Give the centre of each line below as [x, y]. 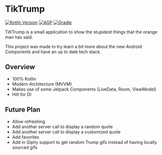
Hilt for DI [22, 94]
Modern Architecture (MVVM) [42, 84]
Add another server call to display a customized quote [66, 132]
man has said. [19, 37]
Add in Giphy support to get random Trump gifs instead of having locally [84, 142]
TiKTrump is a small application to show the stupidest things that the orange [81, 32]
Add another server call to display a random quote [62, 126]
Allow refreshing [28, 121]
